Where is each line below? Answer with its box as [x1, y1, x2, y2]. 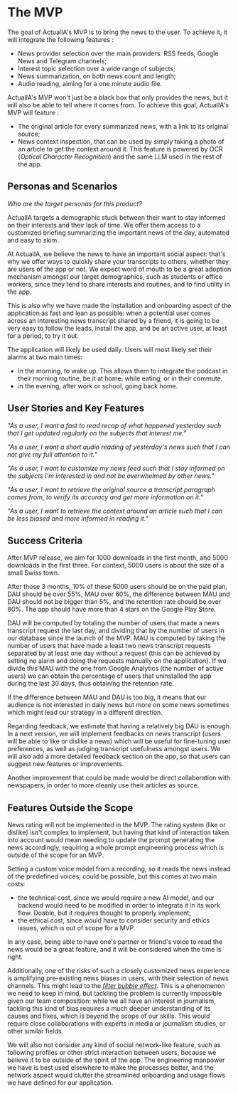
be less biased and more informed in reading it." [7, 514, 149, 523]
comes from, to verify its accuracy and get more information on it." [7, 492, 204, 501]
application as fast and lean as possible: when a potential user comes [7, 309, 211, 317]
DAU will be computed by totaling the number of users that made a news [7, 619, 220, 627]
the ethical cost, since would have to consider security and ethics [17, 916, 210, 925]
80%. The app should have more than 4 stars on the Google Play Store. [7, 605, 217, 614]
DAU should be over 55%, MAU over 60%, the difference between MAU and [7, 590, 230, 598]
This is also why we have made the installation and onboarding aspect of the [7, 301, 232, 309]
